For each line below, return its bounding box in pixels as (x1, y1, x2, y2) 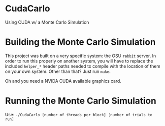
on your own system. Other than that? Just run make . (5, 68, 111, 74)
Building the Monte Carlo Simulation (5, 36, 156, 48)
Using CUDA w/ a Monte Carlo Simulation (5, 19, 90, 25)
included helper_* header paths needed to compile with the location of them (5, 63, 161, 69)
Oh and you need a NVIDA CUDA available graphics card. (5, 78, 122, 84)
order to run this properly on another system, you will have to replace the (5, 58, 154, 64)
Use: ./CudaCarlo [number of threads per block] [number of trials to (5, 111, 153, 117)
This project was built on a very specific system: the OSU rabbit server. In (5, 53, 156, 59)
